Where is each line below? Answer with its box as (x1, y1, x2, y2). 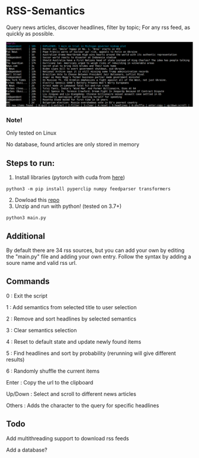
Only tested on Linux (6, 129, 57, 137)
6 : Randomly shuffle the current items (6, 367, 99, 374)
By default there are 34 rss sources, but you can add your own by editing (6, 247, 185, 254)
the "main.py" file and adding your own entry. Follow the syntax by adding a (6, 253, 191, 260)
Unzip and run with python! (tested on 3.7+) (14, 203, 122, 210)
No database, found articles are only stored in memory (6, 141, 140, 148)
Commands (6, 277, 50, 287)
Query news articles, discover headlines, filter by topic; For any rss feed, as (6, 24, 191, 31)
